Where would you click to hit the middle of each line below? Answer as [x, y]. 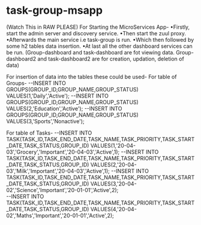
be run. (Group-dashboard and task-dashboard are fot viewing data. [91, 52]
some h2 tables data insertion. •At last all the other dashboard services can [100, 46]
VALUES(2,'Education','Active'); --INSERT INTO [64, 108]
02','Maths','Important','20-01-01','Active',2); [60, 215]
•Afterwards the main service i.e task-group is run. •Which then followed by [100, 39]
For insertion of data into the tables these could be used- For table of [91, 77]
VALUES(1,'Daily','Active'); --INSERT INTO [58, 96]
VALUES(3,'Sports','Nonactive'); [46, 121]
